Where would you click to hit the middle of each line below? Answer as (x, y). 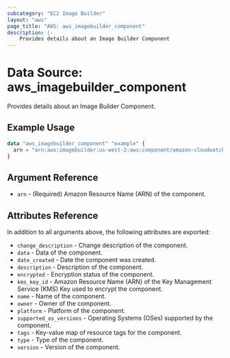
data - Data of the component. (60, 253)
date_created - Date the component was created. (86, 260)
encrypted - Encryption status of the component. (86, 274)
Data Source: (45, 73)
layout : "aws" (27, 20)
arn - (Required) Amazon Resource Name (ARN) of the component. (112, 194)
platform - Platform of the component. (71, 311)
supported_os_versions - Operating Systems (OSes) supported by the (115, 318)
